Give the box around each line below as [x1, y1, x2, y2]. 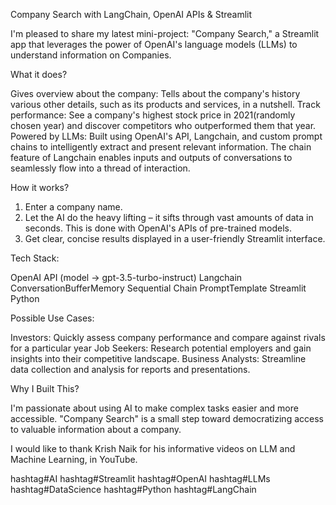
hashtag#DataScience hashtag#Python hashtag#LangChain [10, 484, 257, 495]
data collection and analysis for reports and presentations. [10, 364, 251, 375]
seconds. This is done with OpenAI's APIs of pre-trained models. [24, 222, 292, 234]
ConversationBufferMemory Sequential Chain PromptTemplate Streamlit [10, 282, 307, 294]
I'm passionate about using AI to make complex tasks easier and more [10, 402, 299, 414]
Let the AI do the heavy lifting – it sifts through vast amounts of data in [24, 212, 314, 223]
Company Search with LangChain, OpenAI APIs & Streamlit [10, 9, 253, 20]
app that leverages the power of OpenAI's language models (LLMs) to [10, 39, 298, 50]
